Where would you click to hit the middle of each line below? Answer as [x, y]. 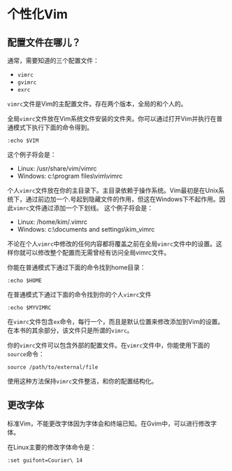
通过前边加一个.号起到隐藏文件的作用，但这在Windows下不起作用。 [123, 199]
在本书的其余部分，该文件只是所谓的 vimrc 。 [70, 330]
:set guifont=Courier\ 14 [45, 460]
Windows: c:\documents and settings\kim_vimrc [86, 229]
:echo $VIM [23, 141]
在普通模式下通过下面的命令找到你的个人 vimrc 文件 [79, 294]
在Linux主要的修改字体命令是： [52, 447]
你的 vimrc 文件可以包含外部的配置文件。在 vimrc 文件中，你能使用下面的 [109, 345]
